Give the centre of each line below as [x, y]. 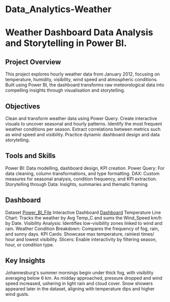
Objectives [23, 106]
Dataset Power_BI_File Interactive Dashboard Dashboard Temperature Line [83, 212]
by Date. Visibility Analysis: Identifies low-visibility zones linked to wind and [84, 223]
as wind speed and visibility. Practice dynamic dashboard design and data [82, 135]
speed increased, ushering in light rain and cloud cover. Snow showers [79, 284]
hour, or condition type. [30, 245]
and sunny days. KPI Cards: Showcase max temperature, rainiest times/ [80, 234]
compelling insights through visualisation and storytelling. [65, 90]
